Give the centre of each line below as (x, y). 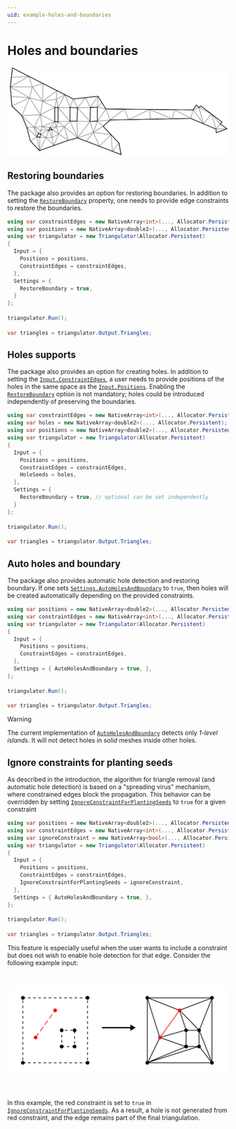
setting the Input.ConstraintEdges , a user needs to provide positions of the (116, 379)
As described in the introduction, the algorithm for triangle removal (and (111, 780)
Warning (19, 719)
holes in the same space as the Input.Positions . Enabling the (97, 386)
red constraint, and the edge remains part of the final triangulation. (104, 1117)
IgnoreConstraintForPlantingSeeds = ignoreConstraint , (102, 883)
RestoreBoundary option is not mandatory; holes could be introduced (106, 394)
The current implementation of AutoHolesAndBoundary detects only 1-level (112, 733)
